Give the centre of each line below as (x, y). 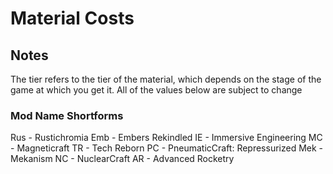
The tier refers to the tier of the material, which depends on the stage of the (166, 79)
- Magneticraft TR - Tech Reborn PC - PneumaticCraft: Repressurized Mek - (167, 148)
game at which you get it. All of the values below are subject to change (156, 90)
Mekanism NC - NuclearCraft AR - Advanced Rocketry (122, 159)
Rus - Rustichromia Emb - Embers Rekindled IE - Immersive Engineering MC (166, 138)
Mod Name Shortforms (67, 115)
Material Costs (72, 18)
